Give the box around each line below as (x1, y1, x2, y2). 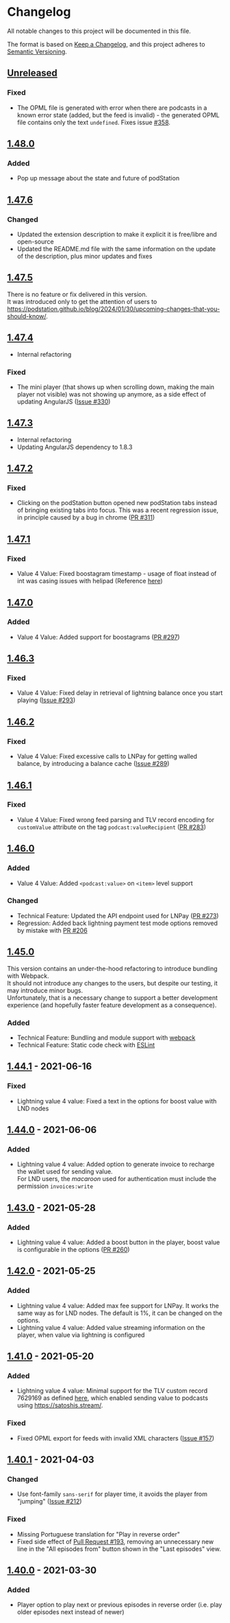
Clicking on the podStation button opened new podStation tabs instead (16, 499, 218, 507)
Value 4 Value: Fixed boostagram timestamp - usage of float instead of (16, 570, 217, 578)
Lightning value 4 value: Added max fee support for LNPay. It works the (16, 1301, 219, 1309)
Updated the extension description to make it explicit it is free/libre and (16, 231, 217, 238)
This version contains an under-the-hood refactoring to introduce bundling (7, 964, 218, 972)
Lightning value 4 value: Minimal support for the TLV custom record (16, 1387, 208, 1395)
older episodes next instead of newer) (16, 1608, 125, 1616)
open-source (16, 237, 54, 246)
